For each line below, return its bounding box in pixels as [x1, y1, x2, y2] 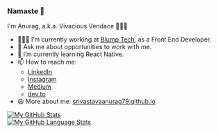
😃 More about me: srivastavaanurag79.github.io [17, 97, 156, 106]
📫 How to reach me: [17, 58, 77, 66]
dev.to [27, 90, 47, 98]
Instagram [27, 76, 57, 84]
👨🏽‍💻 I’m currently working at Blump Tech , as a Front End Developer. [17, 35, 212, 44]
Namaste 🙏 [7, 6, 45, 16]
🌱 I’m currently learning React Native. [17, 50, 124, 58]
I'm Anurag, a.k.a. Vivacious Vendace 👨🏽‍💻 [7, 22, 128, 30]
